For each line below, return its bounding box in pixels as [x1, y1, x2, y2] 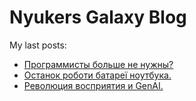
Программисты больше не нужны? [23, 58, 174, 70]
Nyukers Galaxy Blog [9, 6, 187, 29]
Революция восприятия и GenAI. [23, 79, 164, 91]
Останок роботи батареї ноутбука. [23, 69, 172, 81]
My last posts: [9, 39, 67, 51]
